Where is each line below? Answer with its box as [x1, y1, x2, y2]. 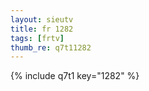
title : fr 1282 [10, 24, 74, 34]
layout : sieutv [10, 14, 74, 25]
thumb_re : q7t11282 [10, 42, 92, 53]
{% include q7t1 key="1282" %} [10, 70, 140, 82]
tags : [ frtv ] [10, 33, 65, 43]
